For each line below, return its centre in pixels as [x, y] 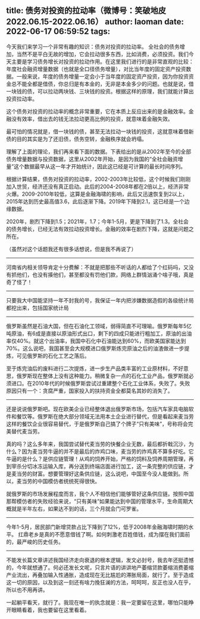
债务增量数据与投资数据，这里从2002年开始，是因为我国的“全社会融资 [92, 159]
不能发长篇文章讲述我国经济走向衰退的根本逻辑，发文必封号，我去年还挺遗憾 [100, 560]
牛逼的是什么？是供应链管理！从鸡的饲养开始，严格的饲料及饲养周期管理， [97, 459]
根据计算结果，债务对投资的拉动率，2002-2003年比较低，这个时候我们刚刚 [99, 179]
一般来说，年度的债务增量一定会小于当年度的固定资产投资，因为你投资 [102, 76]
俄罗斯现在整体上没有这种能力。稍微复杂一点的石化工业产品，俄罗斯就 [102, 376]
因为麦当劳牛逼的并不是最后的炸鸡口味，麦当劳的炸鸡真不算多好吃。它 [108, 451]
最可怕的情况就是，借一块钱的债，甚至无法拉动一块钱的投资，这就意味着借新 [100, 131]
